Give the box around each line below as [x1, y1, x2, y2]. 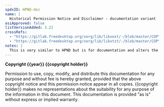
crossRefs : [5, 30, 27, 35]
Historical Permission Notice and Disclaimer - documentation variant [9, 16, 156, 21]
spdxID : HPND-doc [5, 7, 41, 12]
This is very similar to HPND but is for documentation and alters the [9, 48, 159, 53]
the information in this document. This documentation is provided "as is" [5, 91, 151, 97]
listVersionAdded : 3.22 [5, 25, 54, 30]
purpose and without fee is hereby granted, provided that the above [5, 76, 142, 82]
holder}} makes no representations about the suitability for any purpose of [5, 86, 155, 92]
